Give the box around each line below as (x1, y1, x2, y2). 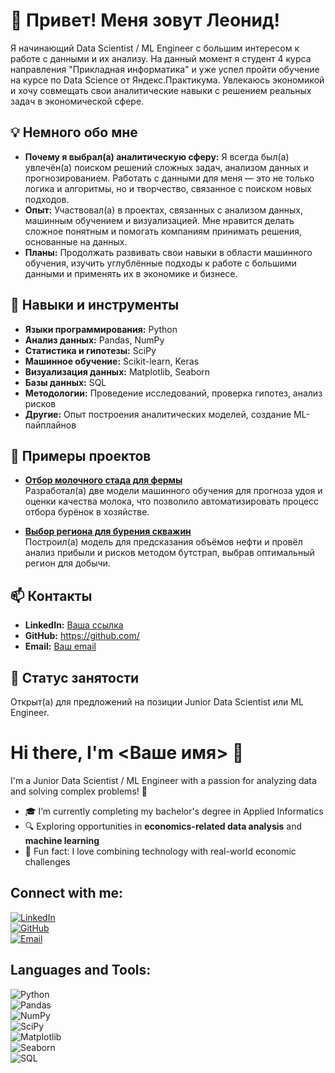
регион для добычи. (24, 557, 111, 569)
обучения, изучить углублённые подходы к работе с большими (24, 257, 297, 269)
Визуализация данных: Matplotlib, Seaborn (24, 365, 211, 378)
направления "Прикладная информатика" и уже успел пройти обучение (10, 63, 320, 75)
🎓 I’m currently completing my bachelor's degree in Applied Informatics (24, 805, 324, 817)
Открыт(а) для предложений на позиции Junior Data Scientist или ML (10, 696, 304, 708)
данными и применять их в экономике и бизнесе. (24, 267, 238, 279)
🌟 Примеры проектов (10, 447, 152, 464)
